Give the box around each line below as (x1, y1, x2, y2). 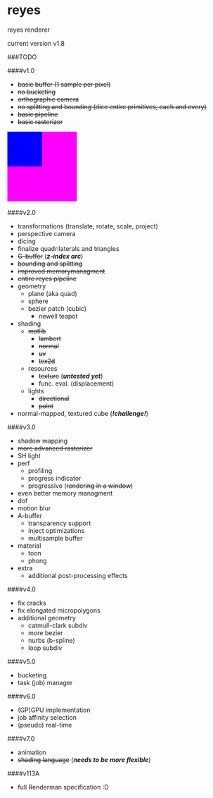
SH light (17, 451, 41, 460)
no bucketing (17, 87, 56, 96)
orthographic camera (17, 94, 79, 104)
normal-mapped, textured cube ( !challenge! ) (17, 409, 149, 417)
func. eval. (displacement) (38, 379, 115, 388)
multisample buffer (27, 534, 83, 542)
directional (38, 394, 70, 403)
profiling (27, 466, 53, 474)
